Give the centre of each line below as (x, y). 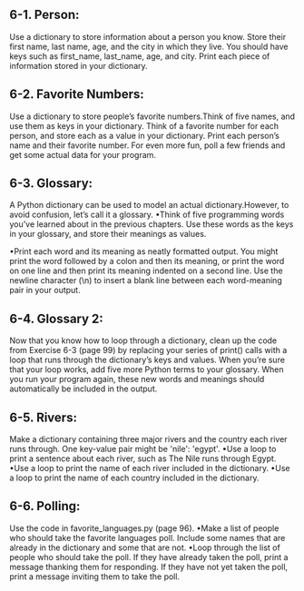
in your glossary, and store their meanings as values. (108, 234)
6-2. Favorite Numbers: (77, 94)
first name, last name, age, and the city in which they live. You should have (149, 46)
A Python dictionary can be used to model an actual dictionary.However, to (149, 205)
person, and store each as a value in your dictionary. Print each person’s (144, 135)
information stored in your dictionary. (78, 65)
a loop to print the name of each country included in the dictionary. (134, 478)
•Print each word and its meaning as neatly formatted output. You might (144, 251)
